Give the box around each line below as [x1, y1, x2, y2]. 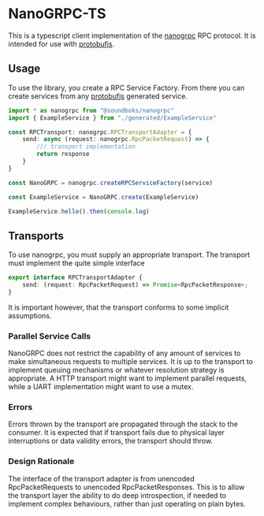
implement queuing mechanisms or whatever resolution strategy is [8, 366, 225, 375]
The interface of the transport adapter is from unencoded [8, 473, 195, 483]
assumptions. [8, 310, 52, 320]
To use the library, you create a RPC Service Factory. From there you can [8, 83, 245, 92]
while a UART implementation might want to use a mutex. [8, 382, 194, 392]
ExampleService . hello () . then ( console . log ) [8, 207, 150, 215]
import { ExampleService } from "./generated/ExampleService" [8, 113, 217, 122]
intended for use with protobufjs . [8, 39, 115, 48]
